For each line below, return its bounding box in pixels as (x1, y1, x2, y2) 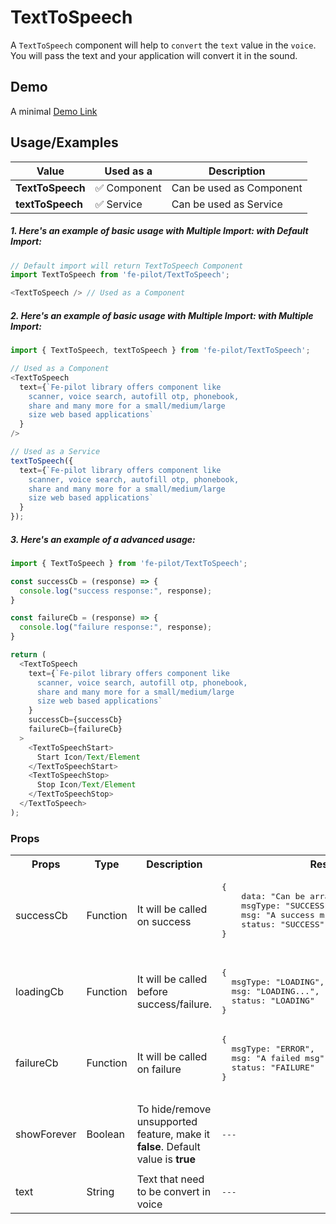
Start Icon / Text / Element (36, 752, 141, 762)
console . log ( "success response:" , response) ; (19, 586, 213, 596)
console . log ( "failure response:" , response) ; (19, 622, 213, 633)
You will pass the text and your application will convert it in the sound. (10, 49, 298, 61)
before (136, 984, 168, 998)
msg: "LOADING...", (231, 986, 320, 997)
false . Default (136, 1140, 201, 1154)
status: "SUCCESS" (241, 919, 325, 930)
